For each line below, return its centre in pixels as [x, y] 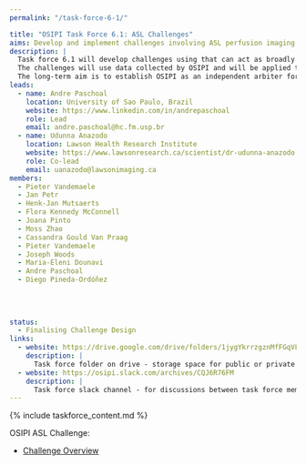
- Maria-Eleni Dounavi [61, 263]
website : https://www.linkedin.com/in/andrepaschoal [128, 110]
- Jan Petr [38, 195]
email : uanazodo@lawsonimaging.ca [91, 169]
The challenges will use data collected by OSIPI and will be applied [154, 68]
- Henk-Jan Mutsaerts [59, 204]
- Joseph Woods [46, 254]
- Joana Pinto [44, 220]
